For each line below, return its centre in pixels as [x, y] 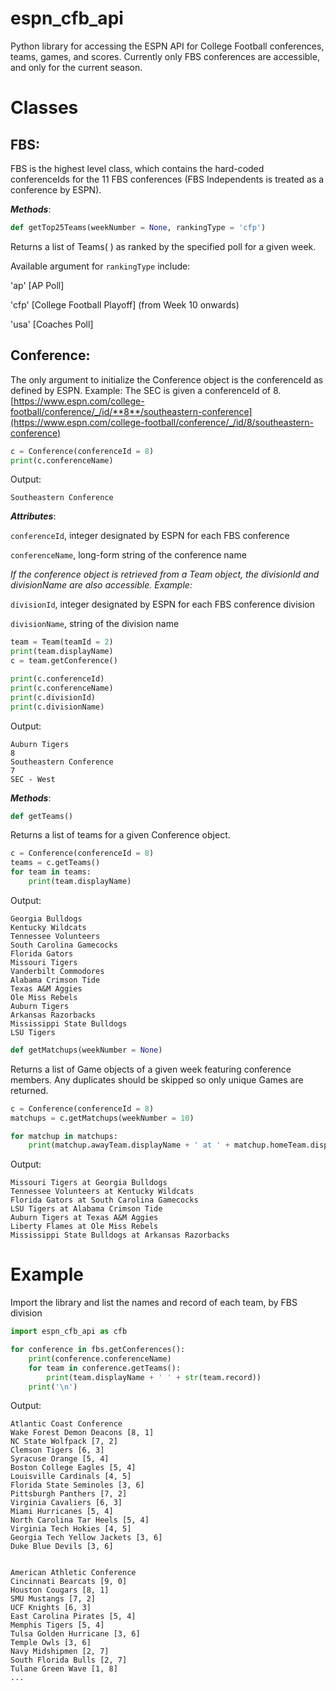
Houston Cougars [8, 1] [60, 1590]
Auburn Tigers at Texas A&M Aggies [84, 1218]
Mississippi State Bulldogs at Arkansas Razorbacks [120, 1235]
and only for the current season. [76, 67]
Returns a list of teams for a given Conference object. [120, 835]
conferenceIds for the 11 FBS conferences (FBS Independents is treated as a [167, 179]
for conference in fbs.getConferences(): [98, 1350]
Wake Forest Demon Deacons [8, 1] [82, 1433]
